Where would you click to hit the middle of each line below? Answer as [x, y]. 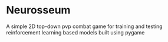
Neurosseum [38, 10]
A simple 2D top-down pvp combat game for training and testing [85, 26]
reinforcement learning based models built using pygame [75, 32]
